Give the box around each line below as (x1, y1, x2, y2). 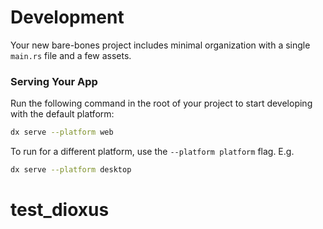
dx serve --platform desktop (10, 165, 132, 175)
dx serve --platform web (10, 127, 114, 138)
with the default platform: (10, 108, 115, 120)
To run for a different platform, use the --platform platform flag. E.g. (10, 146, 295, 158)
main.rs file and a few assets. (10, 49, 132, 61)
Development (10, 6, 125, 29)
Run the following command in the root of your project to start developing (10, 97, 313, 110)
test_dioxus (10, 199, 110, 221)
